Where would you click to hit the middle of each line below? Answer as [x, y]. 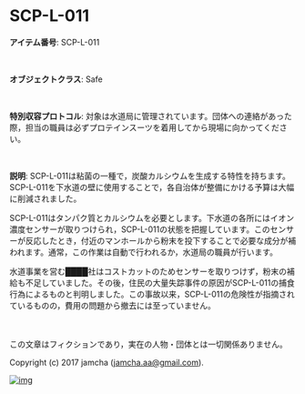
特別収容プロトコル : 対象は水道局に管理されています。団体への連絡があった [151, 116]
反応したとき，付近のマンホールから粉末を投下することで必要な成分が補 [161, 240]
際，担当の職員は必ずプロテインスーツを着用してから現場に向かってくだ [144, 127]
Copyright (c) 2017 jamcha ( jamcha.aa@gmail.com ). [107, 362]
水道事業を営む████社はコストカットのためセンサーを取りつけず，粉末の [148, 271]
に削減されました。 [46, 198]
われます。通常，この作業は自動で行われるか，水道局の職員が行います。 [143, 252]
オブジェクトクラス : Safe [56, 79]
